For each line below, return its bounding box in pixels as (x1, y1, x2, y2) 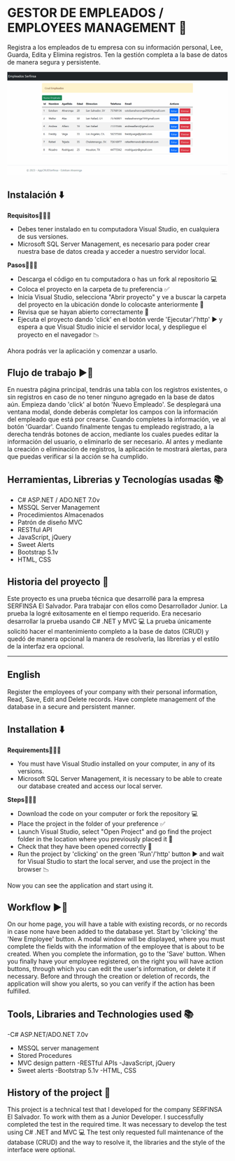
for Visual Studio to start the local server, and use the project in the (17, 857, 211, 865)
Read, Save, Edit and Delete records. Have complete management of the (7, 695, 216, 703)
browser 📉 (17, 864, 50, 874)
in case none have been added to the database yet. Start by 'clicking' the (7, 928, 218, 936)
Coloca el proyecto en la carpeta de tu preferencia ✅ (17, 285, 170, 293)
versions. (17, 766, 44, 775)
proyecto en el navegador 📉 (17, 330, 100, 339)
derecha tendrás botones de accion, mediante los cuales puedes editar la (7, 430, 219, 439)
